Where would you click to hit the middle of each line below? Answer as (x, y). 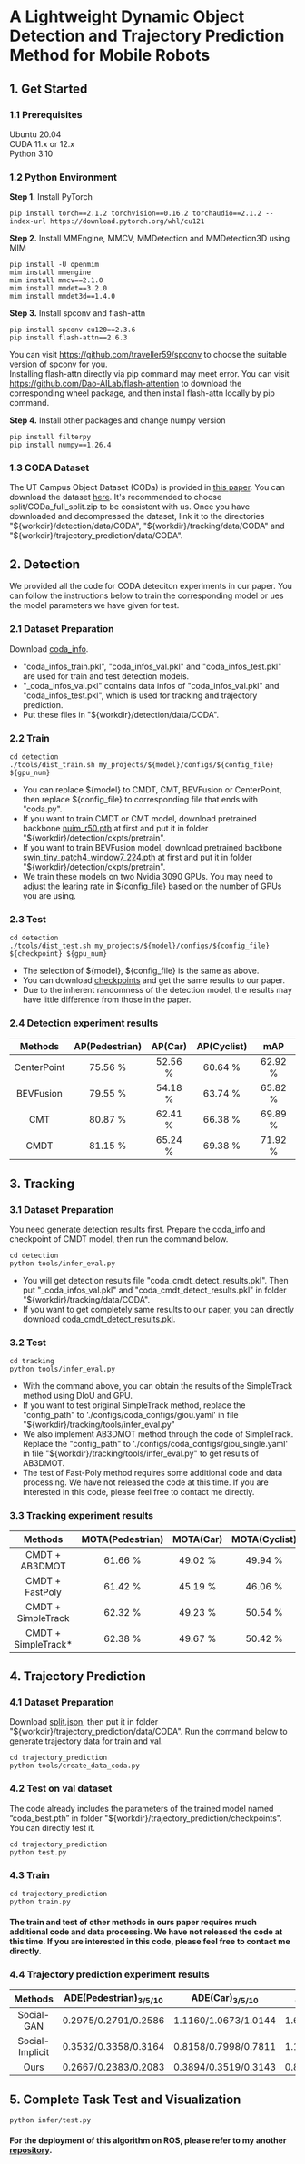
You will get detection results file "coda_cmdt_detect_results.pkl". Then (155, 1281)
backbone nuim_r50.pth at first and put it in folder (115, 828)
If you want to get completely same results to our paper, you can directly (158, 1310)
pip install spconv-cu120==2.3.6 (73, 330)
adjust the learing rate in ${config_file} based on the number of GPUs (152, 886)
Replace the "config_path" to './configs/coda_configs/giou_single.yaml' (155, 1444)
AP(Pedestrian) (108, 1047)
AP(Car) (169, 1047)
